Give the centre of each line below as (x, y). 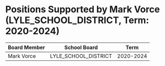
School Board (81, 47)
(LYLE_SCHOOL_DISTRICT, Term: (77, 20)
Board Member (26, 47)
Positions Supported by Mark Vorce (83, 9)
